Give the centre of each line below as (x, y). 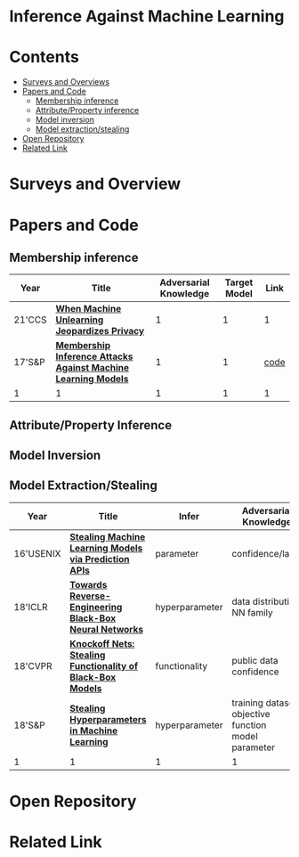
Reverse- (90, 596)
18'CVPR (33, 665)
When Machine (89, 309)
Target (239, 282)
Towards (89, 584)
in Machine (94, 730)
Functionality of (104, 665)
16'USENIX (37, 553)
